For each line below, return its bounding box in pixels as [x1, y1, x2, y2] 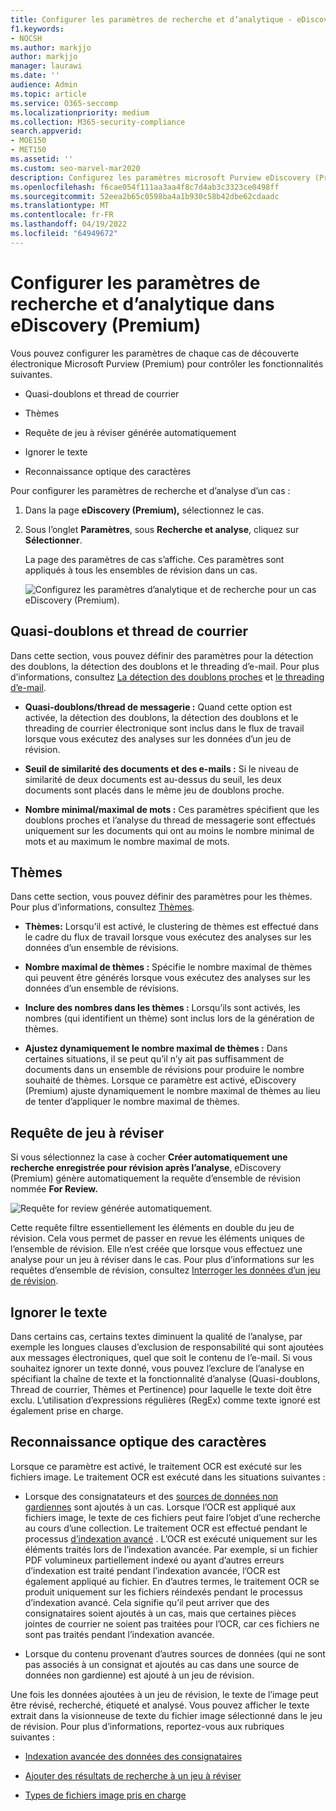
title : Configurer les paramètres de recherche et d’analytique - [10, 14, 293, 25]
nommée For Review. [10, 1183, 98, 1195]
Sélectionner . [24, 534, 83, 546]
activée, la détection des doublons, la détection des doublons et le [24, 711, 299, 723]
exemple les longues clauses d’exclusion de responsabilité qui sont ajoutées [10, 1341, 324, 1353]
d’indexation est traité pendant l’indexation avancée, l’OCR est [24, 1564, 281, 1576]
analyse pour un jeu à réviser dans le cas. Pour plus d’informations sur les [10, 1254, 315, 1266]
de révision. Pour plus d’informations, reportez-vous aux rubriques [10, 1720, 285, 1732]
